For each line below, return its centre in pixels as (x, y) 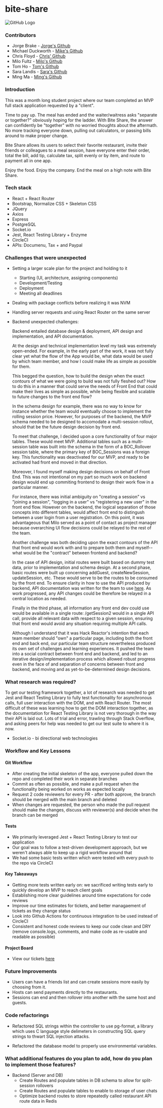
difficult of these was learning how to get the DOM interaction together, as (79, 708)
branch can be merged (35, 815)
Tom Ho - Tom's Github (35, 66)
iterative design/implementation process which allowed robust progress (84, 659)
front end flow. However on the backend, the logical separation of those (84, 507)
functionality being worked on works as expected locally (68, 789)
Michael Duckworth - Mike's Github (48, 51)
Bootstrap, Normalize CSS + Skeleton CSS (54, 203)
